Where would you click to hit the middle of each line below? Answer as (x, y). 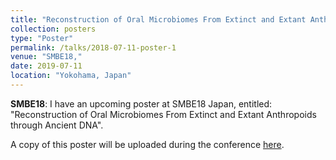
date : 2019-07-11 (46, 66)
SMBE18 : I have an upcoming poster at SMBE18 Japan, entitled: (141, 103)
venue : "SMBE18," (46, 57)
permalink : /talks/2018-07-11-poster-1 (93, 47)
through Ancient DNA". (57, 125)
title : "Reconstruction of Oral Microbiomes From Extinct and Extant (158, 19)
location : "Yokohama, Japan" (71, 76)
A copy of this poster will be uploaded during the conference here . (147, 144)
